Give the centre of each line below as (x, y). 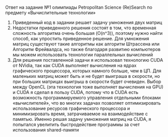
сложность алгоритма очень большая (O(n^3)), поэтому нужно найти (88, 33)
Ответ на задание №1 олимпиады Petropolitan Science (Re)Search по (79, 7)
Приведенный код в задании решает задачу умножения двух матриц (87, 22)
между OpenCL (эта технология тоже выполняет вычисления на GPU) (88, 87)
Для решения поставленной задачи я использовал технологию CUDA (88, 60)
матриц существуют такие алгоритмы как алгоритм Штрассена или (86, 44)
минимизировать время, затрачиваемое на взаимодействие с (80, 114)
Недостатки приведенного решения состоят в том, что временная (84, 28)
